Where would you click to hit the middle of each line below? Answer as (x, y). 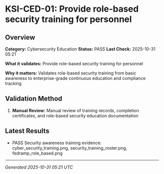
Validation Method (34, 99)
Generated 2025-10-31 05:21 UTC (39, 167)
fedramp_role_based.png (37, 153)
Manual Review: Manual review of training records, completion (75, 110)
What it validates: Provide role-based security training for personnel (74, 64)
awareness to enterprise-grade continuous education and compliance (75, 78)
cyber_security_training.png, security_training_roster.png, (70, 148)
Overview (20, 37)
